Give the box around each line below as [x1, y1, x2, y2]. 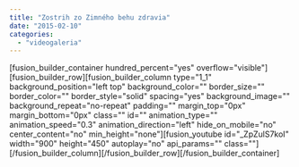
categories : [9, 29, 54, 38]
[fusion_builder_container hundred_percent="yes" [9, 63, 195, 73]
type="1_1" [173, 72, 213, 83]
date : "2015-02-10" [9, 21, 83, 30]
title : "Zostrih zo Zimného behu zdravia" [9, 13, 171, 22]
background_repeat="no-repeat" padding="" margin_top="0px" [9, 100, 246, 112]
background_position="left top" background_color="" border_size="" [9, 81, 265, 92]
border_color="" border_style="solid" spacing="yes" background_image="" [9, 91, 290, 102]
